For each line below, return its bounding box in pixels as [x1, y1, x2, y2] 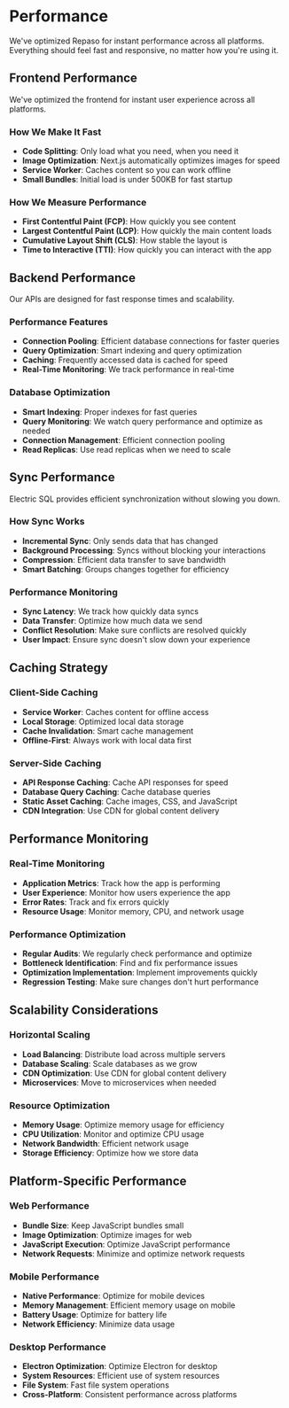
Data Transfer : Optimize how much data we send [21, 616, 203, 626]
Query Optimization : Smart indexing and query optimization [21, 346, 242, 356]
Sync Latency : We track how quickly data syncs [21, 606, 199, 617]
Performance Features [9, 316, 108, 329]
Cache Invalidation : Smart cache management [21, 725, 194, 736]
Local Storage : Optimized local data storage [21, 716, 184, 727]
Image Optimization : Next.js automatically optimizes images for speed [21, 155, 281, 166]
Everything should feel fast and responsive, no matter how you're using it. [9, 44, 279, 55]
